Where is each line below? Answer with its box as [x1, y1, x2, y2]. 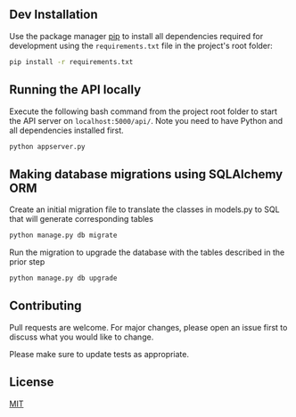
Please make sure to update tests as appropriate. [9, 348, 190, 359]
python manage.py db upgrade [9, 274, 118, 283]
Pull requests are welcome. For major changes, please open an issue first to [9, 322, 288, 332]
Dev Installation [9, 7, 98, 22]
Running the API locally [9, 82, 142, 97]
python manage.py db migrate [9, 231, 118, 240]
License [9, 374, 54, 390]
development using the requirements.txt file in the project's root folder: [9, 40, 274, 51]
